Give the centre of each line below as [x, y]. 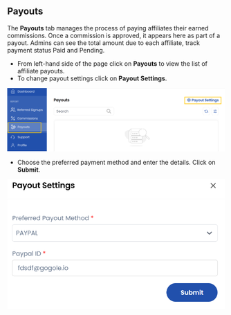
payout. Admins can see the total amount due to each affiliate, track [104, 43]
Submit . [29, 170]
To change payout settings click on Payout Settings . [92, 78]
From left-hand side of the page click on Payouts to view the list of [112, 63]
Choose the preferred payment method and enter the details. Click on [116, 162]
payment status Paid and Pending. [56, 50]
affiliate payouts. [41, 71]
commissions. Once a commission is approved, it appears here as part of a [114, 35]
